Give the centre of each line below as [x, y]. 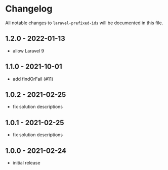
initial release [26, 163]
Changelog [29, 9]
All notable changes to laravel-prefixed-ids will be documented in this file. [84, 23]
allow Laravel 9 [28, 50]
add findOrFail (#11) [33, 79]
